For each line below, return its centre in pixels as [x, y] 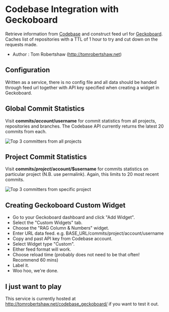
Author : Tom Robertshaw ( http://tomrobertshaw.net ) [67, 54]
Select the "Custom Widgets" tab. [48, 223]
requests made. [21, 44]
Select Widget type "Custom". [44, 244]
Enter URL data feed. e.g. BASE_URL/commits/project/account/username [88, 233]
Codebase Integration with [62, 9]
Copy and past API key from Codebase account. [62, 239]
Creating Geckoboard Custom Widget [65, 205]
